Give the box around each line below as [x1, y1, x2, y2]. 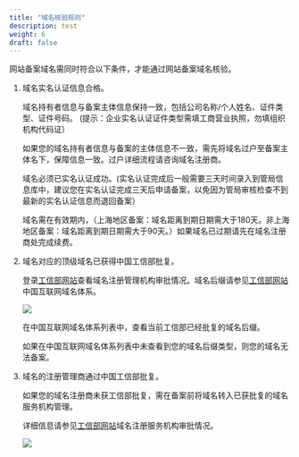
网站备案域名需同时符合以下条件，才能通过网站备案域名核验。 [9, 63, 237, 74]
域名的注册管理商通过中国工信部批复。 [21, 371, 163, 382]
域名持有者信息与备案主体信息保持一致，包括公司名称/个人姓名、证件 [21, 102, 276, 113]
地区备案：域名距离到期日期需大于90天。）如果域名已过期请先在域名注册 [21, 225, 287, 237]
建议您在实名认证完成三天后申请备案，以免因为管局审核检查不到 [53, 184, 288, 195]
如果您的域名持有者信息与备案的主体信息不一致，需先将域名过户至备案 [21, 143, 281, 154]
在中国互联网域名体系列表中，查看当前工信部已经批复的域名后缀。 [21, 322, 265, 333]
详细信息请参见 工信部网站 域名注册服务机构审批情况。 [21, 420, 219, 431]
